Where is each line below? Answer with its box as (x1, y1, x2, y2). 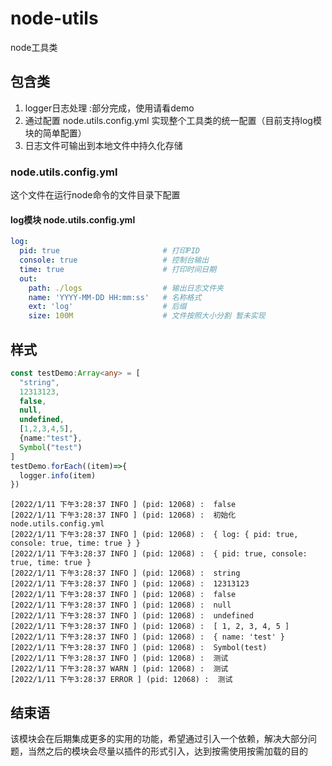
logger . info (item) (19, 470, 97, 481)
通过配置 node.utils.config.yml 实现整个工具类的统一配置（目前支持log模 (24, 114, 322, 126)
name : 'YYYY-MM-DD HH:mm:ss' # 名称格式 (28, 292, 202, 302)
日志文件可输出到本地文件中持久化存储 (24, 139, 183, 151)
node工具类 (10, 41, 58, 53)
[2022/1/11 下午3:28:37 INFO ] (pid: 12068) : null (10, 600, 232, 611)
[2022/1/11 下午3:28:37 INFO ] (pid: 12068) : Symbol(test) (10, 643, 268, 653)
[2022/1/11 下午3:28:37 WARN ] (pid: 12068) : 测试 (10, 664, 229, 674)
